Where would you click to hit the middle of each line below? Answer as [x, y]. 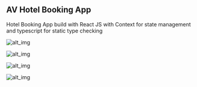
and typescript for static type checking [55, 31]
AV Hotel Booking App [49, 10]
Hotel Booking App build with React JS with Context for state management [98, 24]
